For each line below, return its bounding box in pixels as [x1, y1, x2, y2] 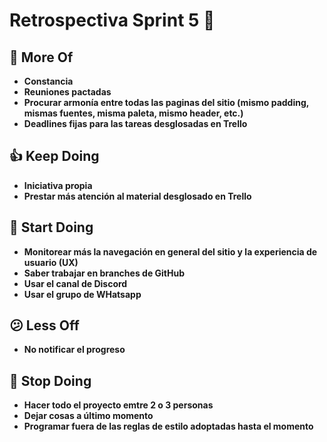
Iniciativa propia [23, 179, 93, 191]
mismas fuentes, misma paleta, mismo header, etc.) [23, 107, 244, 119]
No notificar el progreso [23, 344, 126, 356]
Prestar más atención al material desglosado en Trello [23, 190, 252, 202]
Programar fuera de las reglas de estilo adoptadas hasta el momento [23, 420, 314, 433]
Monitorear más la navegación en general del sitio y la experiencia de [23, 245, 318, 258]
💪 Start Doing [9, 219, 94, 236]
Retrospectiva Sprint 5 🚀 [9, 9, 216, 32]
